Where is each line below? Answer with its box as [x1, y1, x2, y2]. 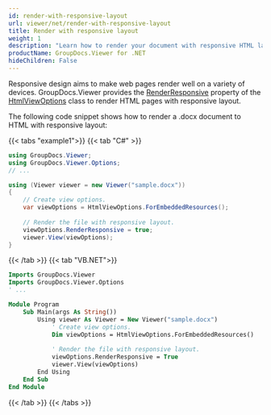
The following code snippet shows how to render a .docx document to [8, 111, 242, 121]
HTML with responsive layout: [8, 120, 107, 130]
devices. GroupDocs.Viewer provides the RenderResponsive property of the [8, 87, 261, 97]
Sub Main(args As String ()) [23, 308, 117, 316]
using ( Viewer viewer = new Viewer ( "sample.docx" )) [8, 181, 186, 189]
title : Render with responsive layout [8, 27, 139, 35]
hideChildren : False [8, 57, 78, 65]
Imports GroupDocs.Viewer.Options [8, 279, 125, 287]
